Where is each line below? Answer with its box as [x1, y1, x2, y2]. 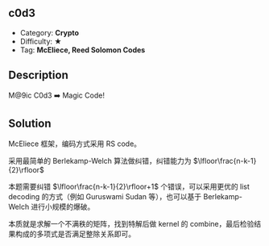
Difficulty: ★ [19, 36, 62, 46]
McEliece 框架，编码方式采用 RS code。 [8, 139, 142, 148]
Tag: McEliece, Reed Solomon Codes [19, 44, 146, 55]
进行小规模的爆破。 [31, 202, 95, 212]
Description [8, 69, 68, 82]
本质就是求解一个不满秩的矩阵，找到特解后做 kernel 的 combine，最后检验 [8, 219, 255, 229]
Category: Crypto [19, 27, 79, 37]
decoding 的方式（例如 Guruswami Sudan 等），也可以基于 [8, 192, 202, 202]
